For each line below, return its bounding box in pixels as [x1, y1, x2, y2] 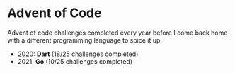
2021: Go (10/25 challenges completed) [17, 57, 133, 65]
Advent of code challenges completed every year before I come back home [7, 28, 228, 37]
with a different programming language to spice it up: [7, 35, 163, 44]
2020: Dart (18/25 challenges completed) [17, 50, 139, 58]
